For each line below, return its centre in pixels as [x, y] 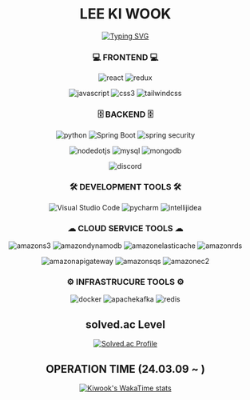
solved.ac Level [125, 324]
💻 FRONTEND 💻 [125, 57]
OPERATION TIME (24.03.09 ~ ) [125, 369]
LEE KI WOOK [125, 14]
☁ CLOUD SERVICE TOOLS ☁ [125, 228]
